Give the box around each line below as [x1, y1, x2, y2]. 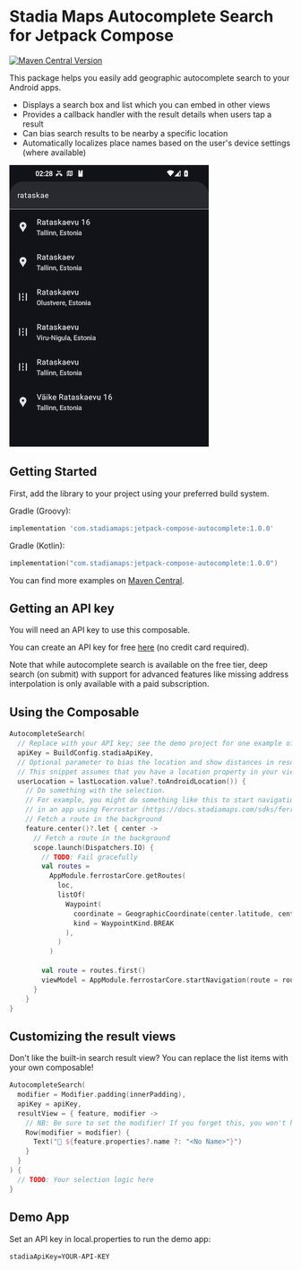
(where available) [21, 146, 87, 158]
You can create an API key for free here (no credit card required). [9, 642, 250, 653]
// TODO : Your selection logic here [17, 1175, 154, 1184]
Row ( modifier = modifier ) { [25, 1128, 130, 1137]
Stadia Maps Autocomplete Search [9, 6, 274, 27]
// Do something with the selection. [25, 786, 167, 795]
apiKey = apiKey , [17, 1099, 82, 1108]
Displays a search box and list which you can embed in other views [21, 99, 271, 109]
